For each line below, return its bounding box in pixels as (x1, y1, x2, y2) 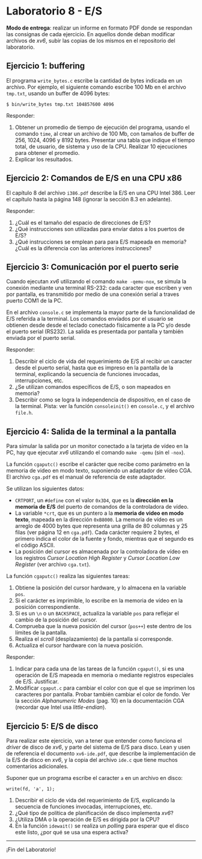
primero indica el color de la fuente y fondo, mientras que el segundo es (14, 535, 194, 543)
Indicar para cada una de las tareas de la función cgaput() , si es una (14, 665, 185, 673)
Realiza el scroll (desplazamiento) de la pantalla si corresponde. (14, 635, 173, 643)
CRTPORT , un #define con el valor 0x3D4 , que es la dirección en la (14, 497, 174, 504)
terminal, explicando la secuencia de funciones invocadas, (14, 371, 161, 378)
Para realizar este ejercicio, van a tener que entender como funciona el (6, 737, 182, 744)
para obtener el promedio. (14, 149, 80, 156)
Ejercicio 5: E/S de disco (6, 721, 99, 731)
